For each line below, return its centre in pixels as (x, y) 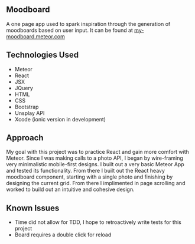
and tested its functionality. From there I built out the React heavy (86, 171)
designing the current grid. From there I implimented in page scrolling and (96, 183)
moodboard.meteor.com (35, 36)
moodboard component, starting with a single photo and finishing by (90, 177)
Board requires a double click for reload (63, 235)
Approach (25, 138)
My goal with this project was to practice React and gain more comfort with (97, 152)
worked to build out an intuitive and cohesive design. (70, 189)
